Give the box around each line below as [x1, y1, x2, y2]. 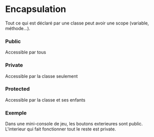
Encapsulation [5, 3, 66, 15]
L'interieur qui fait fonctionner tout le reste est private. [5, 126, 116, 132]
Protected [5, 85, 30, 92]
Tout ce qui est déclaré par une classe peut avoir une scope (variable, [5, 20, 149, 26]
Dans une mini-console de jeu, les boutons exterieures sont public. [5, 121, 143, 127]
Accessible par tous [5, 49, 46, 55]
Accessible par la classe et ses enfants [5, 96, 86, 103]
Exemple [5, 109, 27, 116]
